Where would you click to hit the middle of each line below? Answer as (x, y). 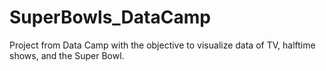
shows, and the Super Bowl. (67, 55)
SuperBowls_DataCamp (110, 17)
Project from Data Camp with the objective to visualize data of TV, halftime (162, 45)
